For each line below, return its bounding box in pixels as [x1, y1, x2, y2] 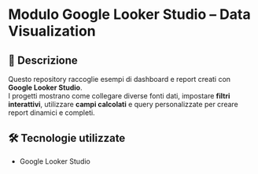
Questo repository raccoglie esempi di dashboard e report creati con [8, 75, 230, 83]
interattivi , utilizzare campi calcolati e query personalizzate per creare [8, 100, 238, 109]
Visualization [8, 22, 96, 40]
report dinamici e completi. [8, 108, 96, 117]
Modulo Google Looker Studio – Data [8, 6, 251, 24]
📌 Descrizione [8, 54, 79, 67]
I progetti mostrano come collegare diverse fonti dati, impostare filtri [8, 91, 230, 100]
